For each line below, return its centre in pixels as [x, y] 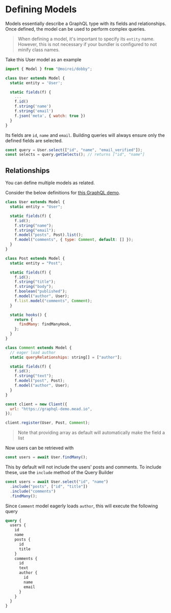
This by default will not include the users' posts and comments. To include [83, 467]
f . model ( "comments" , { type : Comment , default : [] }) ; [74, 240]
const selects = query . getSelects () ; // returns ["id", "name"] [75, 155]
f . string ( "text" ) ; [34, 376]
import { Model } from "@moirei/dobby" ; [49, 69]
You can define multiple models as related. [50, 183]
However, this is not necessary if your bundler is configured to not [87, 44]
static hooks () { [28, 315]
